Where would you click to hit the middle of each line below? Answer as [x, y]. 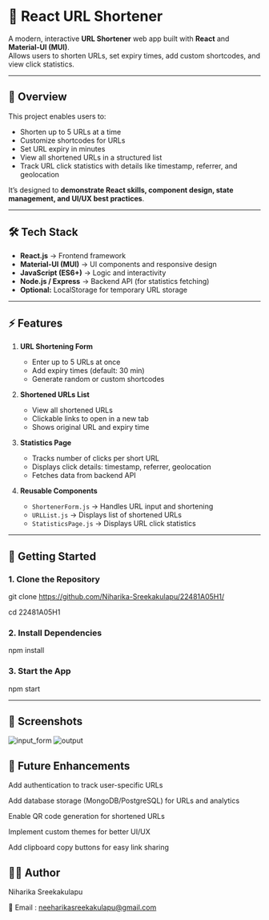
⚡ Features [36, 323]
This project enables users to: [57, 116]
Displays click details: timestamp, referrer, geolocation [121, 467]
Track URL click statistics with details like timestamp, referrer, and [128, 166]
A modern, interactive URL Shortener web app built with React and [119, 39]
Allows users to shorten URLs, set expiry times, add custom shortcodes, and [134, 55]
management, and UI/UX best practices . [76, 198]
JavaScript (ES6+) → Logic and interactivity [93, 273]
